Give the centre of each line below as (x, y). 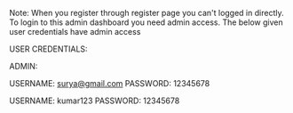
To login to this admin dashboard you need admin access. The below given (146, 22)
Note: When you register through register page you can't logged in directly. (146, 13)
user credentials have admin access (75, 32)
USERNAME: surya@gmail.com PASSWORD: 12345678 (110, 83)
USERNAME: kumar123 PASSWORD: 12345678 (95, 101)
